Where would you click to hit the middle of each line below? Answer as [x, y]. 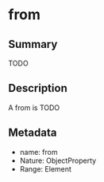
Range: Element [45, 168]
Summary [33, 44]
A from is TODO [34, 107]
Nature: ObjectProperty [58, 160]
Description [38, 88]
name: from [39, 152]
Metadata [33, 133]
